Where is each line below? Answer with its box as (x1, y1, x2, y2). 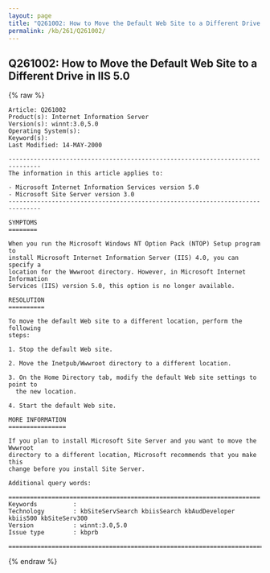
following (8, 324, 42, 332)
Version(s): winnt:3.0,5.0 (8, 120, 99, 129)
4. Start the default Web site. (8, 402, 117, 410)
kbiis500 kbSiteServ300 (8, 514, 88, 523)
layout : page (8, 11, 52, 20)
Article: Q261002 (8, 106, 67, 114)
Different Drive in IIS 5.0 (8, 69, 130, 83)
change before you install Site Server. (8, 465, 146, 473)
